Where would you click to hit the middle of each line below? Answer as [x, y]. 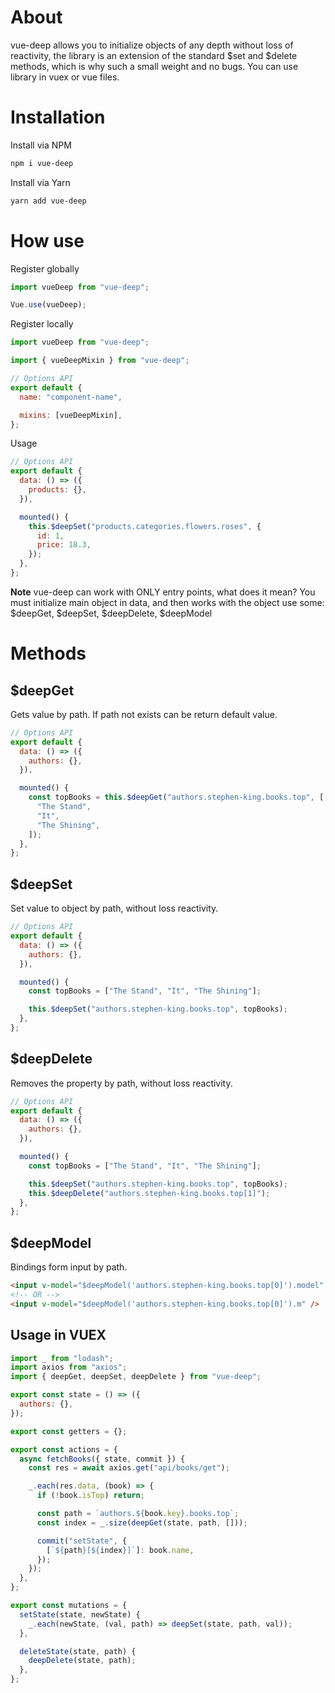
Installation [58, 117]
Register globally [45, 268]
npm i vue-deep [42, 163]
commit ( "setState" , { [82, 1541]
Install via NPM [41, 145]
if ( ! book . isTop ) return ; [90, 1496]
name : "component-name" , [71, 397]
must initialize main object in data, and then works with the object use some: [167, 602]
